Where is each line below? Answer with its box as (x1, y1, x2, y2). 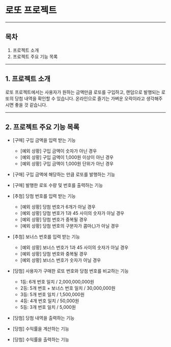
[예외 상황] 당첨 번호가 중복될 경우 (20, 216, 88, 223)
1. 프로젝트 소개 (5, 75, 51, 83)
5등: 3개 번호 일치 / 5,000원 (20, 304, 76, 310)
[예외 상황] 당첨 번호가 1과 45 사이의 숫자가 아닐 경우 (20, 210, 125, 216)
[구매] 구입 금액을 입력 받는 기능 (12, 137, 76, 143)
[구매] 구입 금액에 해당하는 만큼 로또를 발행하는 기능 (12, 171, 116, 178)
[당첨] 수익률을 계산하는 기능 (12, 326, 70, 332)
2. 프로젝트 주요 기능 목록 (5, 122, 80, 131)
